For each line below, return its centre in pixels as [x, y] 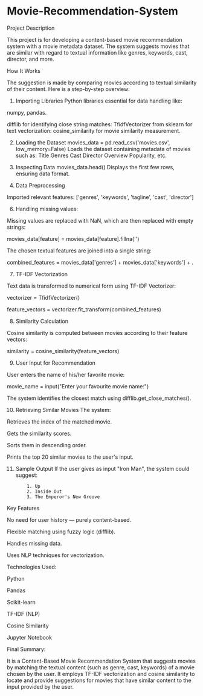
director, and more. [31, 59]
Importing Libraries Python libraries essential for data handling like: [99, 101]
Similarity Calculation [42, 321]
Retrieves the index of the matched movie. [60, 421]
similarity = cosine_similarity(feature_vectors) [63, 351]
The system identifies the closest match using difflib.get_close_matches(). [99, 398]
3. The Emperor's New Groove [63, 497]
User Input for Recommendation [56, 363]
